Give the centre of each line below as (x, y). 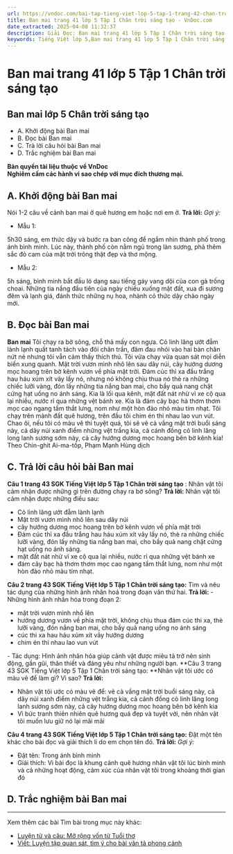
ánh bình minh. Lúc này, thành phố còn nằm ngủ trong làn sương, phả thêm (114, 247)
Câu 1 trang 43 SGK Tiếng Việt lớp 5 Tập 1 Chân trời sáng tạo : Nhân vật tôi (115, 484)
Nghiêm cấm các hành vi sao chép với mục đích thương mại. (95, 174)
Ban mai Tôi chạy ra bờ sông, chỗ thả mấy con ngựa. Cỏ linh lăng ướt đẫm (113, 342)
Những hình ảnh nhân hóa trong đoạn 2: (64, 599)
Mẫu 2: (27, 268)
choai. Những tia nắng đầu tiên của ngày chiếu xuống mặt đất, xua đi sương (115, 288)
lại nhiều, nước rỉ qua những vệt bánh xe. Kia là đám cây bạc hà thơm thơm (114, 401)
